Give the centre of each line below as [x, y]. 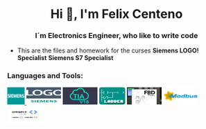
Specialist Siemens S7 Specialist [65, 58]
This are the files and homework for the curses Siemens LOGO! [108, 50]
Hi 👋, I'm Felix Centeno [117, 14]
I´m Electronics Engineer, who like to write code [117, 36]
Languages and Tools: [45, 76]
